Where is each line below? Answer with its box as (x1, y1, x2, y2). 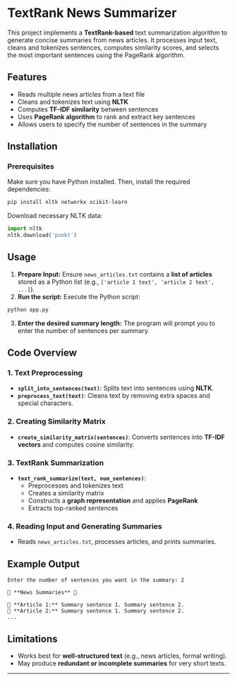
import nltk (7, 225, 42, 232)
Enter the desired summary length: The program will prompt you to (17, 319, 215, 327)
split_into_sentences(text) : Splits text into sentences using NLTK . (17, 384, 214, 392)
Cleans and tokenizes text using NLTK (17, 97, 129, 106)
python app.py (7, 306, 49, 313)
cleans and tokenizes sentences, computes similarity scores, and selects (7, 43, 219, 52)
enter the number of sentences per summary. (17, 326, 150, 335)
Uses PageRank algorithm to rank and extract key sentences (17, 112, 195, 121)
